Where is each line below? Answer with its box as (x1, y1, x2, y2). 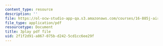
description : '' (5, 11, 38, 16)
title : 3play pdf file (5, 29, 51, 34)
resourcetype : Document (5, 25, 53, 30)
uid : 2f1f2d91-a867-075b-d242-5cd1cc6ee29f (5, 34, 95, 39)
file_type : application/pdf (5, 20, 62, 25)
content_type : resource (5, 7, 53, 12)
